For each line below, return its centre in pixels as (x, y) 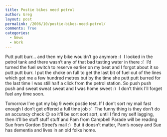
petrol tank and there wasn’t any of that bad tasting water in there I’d (78, 62)
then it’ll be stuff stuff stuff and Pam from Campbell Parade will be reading (81, 119)
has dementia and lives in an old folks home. (51, 130)
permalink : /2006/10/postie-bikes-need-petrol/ (56, 24)
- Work (16, 42)
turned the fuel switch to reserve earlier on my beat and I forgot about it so (82, 67)
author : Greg (19, 14)
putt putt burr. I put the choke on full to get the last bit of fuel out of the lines (83, 72)
